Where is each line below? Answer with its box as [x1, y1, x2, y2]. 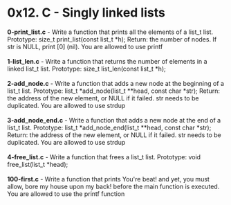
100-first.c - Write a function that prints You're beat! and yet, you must [7, 175, 210, 183]
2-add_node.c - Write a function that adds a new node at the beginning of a [7, 79, 225, 87]
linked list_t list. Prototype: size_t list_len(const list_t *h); [7, 64, 166, 73]
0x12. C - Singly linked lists [7, 5, 166, 21]
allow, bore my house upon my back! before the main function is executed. [7, 182, 220, 190]
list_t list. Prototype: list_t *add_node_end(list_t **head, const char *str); [7, 123, 212, 132]
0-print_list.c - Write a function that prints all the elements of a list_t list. [7, 28, 214, 36]
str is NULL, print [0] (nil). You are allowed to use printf [7, 42, 163, 51]
